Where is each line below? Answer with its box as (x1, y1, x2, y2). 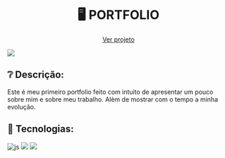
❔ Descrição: (7, 69, 65, 81)
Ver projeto (102, 35, 135, 44)
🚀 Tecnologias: (7, 123, 74, 135)
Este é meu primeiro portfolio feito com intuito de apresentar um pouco (7, 87, 214, 96)
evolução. (7, 102, 36, 111)
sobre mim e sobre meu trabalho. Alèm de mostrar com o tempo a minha (7, 95, 219, 104)
